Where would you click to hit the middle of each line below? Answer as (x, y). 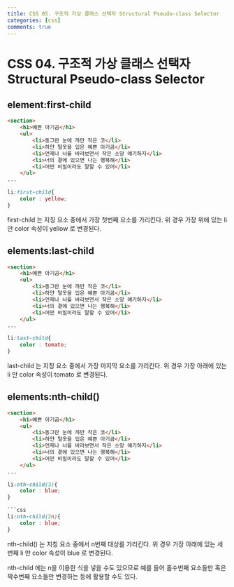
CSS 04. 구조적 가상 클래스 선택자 (99, 63)
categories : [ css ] (34, 20)
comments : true (29, 27)
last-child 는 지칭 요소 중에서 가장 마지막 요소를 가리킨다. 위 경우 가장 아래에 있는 (117, 365)
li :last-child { (29, 338)
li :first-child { (31, 193)
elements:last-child (51, 251)
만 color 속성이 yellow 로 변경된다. (54, 228)
